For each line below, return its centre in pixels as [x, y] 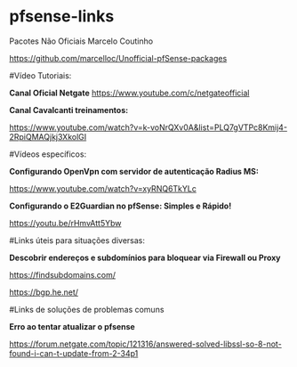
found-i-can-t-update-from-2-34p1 [74, 353]
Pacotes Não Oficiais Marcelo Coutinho [81, 41]
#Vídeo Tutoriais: [40, 75]
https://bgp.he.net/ [44, 292]
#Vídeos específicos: [48, 154]
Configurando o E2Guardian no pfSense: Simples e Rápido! [120, 206]
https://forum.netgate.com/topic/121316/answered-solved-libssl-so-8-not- [145, 344]
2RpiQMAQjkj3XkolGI [48, 136]
